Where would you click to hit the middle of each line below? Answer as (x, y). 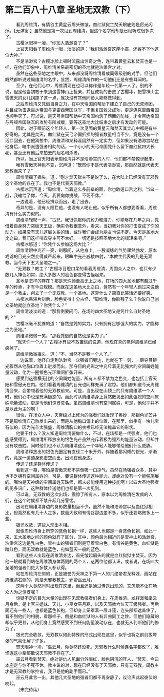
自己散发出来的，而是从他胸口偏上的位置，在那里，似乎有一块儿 (90, 421)
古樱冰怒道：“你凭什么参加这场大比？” (54, 244)
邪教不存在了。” (58, 653)
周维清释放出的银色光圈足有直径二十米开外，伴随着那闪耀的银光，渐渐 (86, 451)
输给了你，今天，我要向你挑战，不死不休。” (61, 195)
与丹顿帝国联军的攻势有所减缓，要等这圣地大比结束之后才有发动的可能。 (78, 122)
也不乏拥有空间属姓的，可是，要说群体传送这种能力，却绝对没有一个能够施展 (82, 476)
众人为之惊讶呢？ (22, 592)
